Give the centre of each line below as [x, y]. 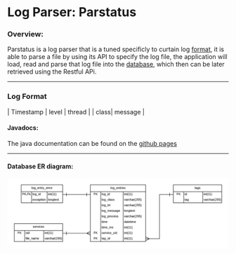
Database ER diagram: [40, 166]
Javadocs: [23, 128]
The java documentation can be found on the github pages [92, 143]
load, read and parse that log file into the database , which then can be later [116, 65]
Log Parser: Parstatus [72, 12]
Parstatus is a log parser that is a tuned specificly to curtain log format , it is [116, 49]
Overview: [25, 34]
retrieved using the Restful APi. [52, 72]
